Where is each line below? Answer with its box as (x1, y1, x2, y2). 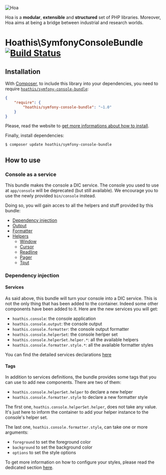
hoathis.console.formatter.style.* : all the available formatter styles (12, 342, 154, 348)
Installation (5, 67, 41, 76)
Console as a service (5, 171, 56, 178)
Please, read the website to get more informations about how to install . (5, 123, 150, 129)
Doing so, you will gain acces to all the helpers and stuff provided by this (5, 202, 154, 208)
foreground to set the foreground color (12, 439, 91, 445)
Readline (19, 249, 38, 255)
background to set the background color (12, 444, 93, 450)
